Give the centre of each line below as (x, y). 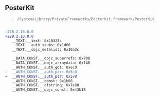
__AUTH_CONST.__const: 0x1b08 (42, 81)
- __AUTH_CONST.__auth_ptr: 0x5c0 (41, 72)
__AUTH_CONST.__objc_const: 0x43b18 (49, 90)
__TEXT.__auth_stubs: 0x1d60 (41, 45)
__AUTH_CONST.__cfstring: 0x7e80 (45, 85)
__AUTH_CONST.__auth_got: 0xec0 (44, 67)
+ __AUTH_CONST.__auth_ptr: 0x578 (41, 76)
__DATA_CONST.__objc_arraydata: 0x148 (51, 63)
